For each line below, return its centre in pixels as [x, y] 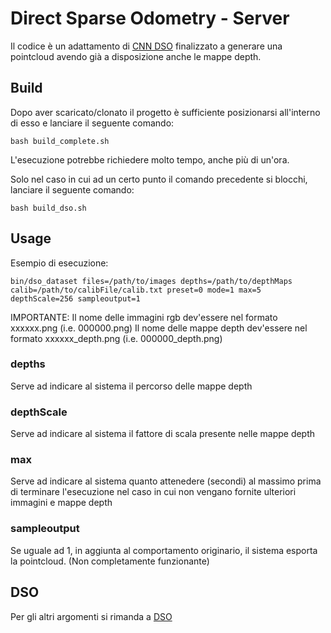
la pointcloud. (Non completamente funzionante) [110, 561]
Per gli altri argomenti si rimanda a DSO [91, 616]
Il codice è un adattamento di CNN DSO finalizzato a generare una [146, 46]
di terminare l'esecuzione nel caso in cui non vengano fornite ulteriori [153, 492]
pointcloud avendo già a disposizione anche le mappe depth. [136, 56]
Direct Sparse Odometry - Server [150, 18]
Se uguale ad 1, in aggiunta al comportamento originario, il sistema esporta [164, 550]
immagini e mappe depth [61, 503]
